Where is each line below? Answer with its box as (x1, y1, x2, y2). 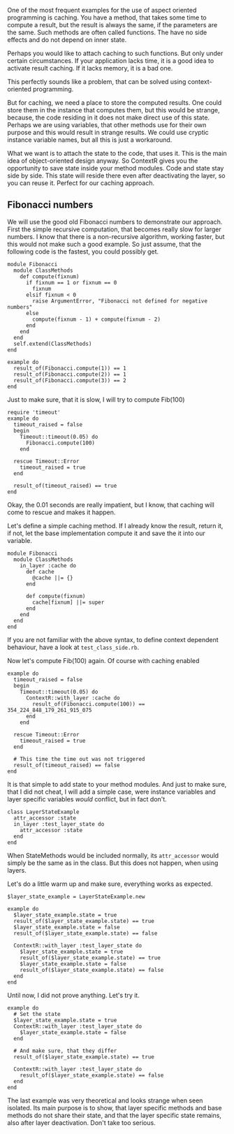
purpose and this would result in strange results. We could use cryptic (7, 129, 210, 136)
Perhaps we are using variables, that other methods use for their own (7, 121, 207, 129)
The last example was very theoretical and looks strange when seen (7, 1096, 203, 1105)
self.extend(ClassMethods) (13, 340, 92, 347)
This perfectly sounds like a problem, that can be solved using (7, 78, 187, 86)
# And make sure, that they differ (13, 1047, 117, 1054)
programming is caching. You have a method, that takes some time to (7, 13, 207, 22)
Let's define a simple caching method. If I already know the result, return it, (7, 521, 224, 530)
